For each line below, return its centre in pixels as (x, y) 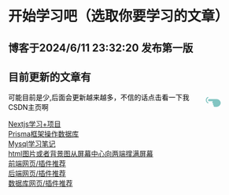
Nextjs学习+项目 (35, 124)
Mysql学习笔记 (32, 144)
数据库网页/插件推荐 (41, 183)
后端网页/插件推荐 (37, 174)
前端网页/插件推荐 (37, 163)
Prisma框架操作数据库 (44, 134)
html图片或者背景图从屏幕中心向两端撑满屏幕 (81, 154)
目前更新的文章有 (50, 77)
